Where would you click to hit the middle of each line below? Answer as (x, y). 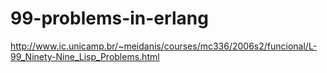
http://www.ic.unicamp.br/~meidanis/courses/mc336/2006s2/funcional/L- (164, 46)
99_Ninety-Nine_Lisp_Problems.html (85, 56)
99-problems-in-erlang (109, 18)
